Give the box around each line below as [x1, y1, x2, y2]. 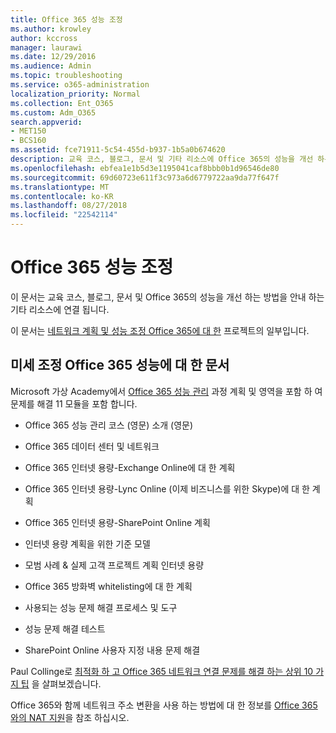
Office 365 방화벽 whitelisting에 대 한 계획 [24, 580, 193, 592]
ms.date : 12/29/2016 [10, 52, 97, 62]
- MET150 [10, 126, 47, 136]
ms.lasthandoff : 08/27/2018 [10, 201, 128, 211]
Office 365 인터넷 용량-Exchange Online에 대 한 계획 [24, 461, 236, 473]
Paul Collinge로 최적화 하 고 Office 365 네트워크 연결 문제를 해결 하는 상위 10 [10, 665, 314, 677]
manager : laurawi [10, 42, 83, 53]
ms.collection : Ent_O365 [10, 98, 114, 108]
